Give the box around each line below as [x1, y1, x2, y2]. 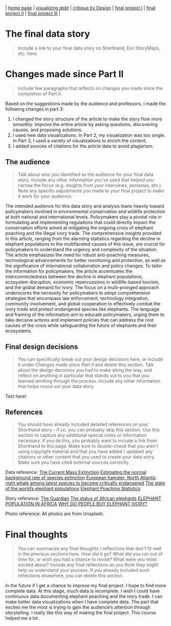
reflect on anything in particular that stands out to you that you [17, 372, 150, 378]
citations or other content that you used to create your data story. [17, 454, 156, 460]
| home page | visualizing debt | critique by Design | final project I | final [5, 5, 156, 11]
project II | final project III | [5, 10, 61, 16]
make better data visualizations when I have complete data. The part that [5, 599, 159, 605]
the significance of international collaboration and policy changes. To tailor [5, 262, 162, 269]
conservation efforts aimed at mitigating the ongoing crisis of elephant [5, 225, 154, 231]
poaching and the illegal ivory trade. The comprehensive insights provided [5, 230, 162, 236]
